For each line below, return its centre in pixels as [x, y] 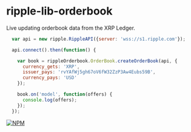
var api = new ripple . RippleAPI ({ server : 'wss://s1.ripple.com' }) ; [99, 39]
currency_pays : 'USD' [50, 78]
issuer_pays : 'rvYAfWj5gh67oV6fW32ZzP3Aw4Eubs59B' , [89, 72]
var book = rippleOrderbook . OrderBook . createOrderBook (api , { [97, 61]
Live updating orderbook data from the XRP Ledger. [71, 28]
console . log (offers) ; [50, 100]
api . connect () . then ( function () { [54, 50]
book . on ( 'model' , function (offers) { [65, 94]
